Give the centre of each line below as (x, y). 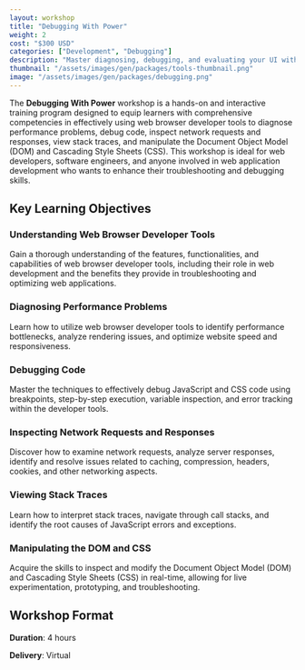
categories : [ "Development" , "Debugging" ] (91, 52)
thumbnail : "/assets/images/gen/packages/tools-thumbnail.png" (132, 69)
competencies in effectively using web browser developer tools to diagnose (151, 122)
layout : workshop (42, 18)
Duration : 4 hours (43, 637)
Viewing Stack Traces (59, 495)
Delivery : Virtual (40, 655)
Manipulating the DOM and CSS (80, 548)
